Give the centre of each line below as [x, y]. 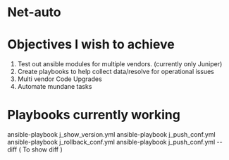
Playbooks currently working [94, 115]
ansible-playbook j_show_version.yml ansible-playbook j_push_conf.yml [112, 135]
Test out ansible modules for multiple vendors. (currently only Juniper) [120, 64]
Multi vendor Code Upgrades [60, 79]
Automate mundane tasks [55, 87]
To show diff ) [43, 149]
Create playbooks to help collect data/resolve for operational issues [116, 72]
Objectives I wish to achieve [91, 45]
